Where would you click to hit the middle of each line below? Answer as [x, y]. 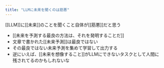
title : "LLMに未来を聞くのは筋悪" [37, 10]
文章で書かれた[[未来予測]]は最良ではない [55, 41]
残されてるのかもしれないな [41, 60]
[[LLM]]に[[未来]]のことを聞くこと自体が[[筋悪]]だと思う [63, 24]
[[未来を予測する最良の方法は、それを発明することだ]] [68, 35]
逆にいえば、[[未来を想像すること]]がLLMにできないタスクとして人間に [86, 54]
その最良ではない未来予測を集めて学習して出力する [65, 47]
